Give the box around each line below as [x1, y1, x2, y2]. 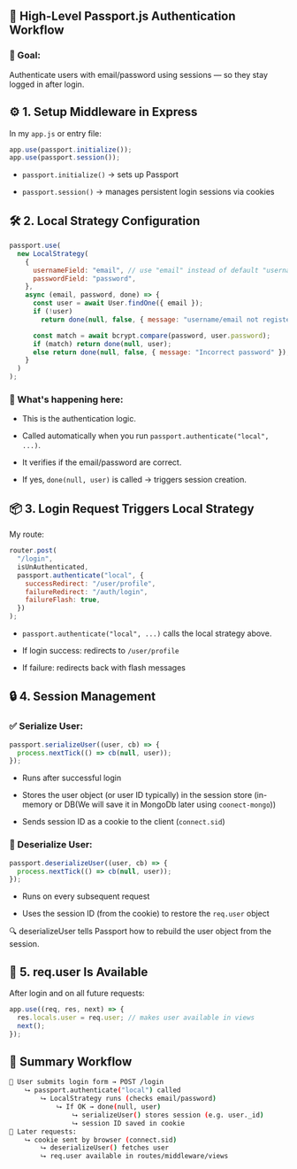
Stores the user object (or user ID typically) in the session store [21, 790, 253, 801]
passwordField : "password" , [32, 274, 137, 283]
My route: [9, 529, 44, 540]
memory [21, 799, 53, 810]
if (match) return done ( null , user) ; [32, 339, 172, 348]
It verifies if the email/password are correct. [21, 457, 182, 468]
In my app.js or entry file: [9, 128, 102, 138]
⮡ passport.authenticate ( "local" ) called [25, 1086, 181, 1095]
